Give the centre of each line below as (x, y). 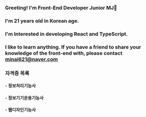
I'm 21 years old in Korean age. (42, 20)
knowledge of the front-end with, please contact (64, 53)
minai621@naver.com (31, 59)
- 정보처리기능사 (21, 86)
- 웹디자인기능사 (21, 110)
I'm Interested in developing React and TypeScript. (66, 34)
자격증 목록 (17, 73)
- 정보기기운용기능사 (24, 97)
